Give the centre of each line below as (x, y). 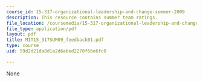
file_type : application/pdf (42, 29)
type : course (23, 46)
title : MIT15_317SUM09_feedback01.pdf (55, 40)
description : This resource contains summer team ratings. (82, 17)
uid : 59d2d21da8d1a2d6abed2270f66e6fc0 (56, 51)
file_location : (25, 23)
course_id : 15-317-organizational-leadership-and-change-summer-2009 (96, 12)
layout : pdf (21, 34)
